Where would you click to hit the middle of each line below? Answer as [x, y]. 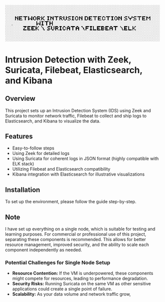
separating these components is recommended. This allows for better [76, 240]
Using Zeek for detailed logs [41, 153]
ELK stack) [23, 164]
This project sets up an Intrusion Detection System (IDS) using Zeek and [78, 110]
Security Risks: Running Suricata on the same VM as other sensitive [82, 284]
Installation [23, 190]
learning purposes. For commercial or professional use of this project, [76, 234]
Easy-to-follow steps [33, 148]
